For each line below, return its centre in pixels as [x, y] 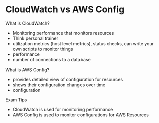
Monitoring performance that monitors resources [63, 33]
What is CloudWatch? [27, 23]
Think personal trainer [35, 38]
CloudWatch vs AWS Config [65, 9]
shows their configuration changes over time [59, 85]
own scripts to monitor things [43, 49]
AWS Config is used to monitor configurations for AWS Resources [81, 115]
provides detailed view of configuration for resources [68, 79]
